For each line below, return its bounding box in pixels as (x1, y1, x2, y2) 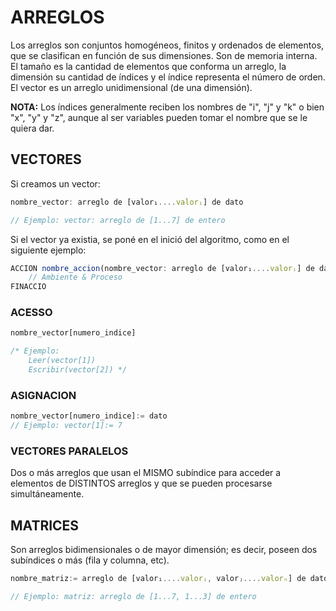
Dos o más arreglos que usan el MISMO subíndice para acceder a (10, 467, 282, 479)
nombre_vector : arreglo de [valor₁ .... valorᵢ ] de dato (10, 197, 244, 207)
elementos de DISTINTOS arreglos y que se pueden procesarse (10, 477, 273, 490)
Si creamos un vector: (10, 177, 101, 190)
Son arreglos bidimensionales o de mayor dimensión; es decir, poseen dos (10, 544, 318, 556)
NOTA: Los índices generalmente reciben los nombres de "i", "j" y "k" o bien (10, 101, 325, 113)
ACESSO (10, 306, 53, 320)
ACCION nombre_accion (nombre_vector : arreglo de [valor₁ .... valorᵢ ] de (10, 263, 315, 273)
